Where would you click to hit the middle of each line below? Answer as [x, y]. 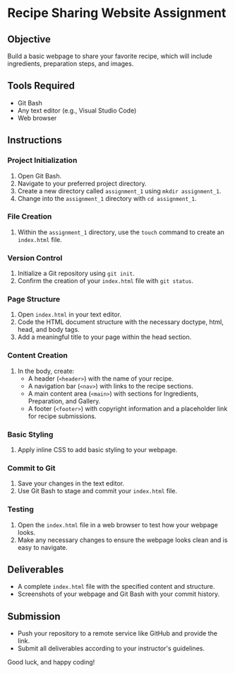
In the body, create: [46, 371]
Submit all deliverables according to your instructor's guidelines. [111, 648]
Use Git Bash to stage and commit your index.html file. [97, 491]
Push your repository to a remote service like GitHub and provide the [117, 633]
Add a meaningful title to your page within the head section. [104, 337]
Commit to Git [31, 468]
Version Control [35, 258]
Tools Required [41, 86]
